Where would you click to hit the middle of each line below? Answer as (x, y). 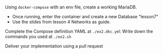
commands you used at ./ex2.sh (38, 37)
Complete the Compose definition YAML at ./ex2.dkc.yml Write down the (79, 31)
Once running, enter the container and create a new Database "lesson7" (85, 16)
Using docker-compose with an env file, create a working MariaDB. (71, 7)
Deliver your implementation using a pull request (54, 46)
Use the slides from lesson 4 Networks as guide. (61, 22)
